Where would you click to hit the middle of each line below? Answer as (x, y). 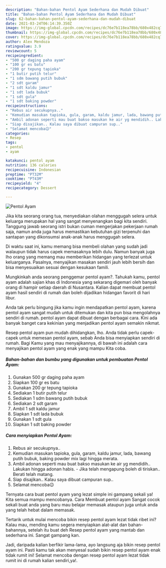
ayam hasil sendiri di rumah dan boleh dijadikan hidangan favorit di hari (78, 292)
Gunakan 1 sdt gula (32, 419)
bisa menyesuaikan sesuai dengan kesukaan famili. (58, 267)
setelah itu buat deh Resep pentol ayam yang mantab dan (86, 530)
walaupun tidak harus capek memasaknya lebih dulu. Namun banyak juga (80, 251)
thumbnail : (17, 33)
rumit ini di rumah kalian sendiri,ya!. (42, 560)
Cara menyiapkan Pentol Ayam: (39, 435)
